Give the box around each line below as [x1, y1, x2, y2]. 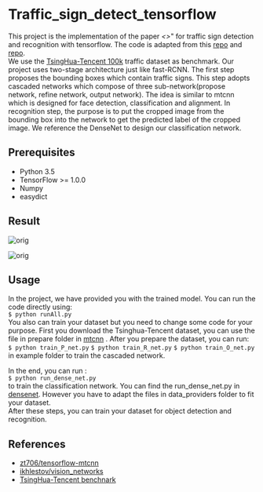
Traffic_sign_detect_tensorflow [8, 5, 217, 24]
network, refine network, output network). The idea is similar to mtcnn [8, 89, 235, 99]
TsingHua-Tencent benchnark [19, 475, 116, 484]
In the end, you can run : [8, 366, 88, 376]
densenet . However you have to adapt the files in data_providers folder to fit [8, 390, 254, 399]
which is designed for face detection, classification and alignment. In [8, 98, 231, 108]
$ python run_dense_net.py [8, 374, 97, 382]
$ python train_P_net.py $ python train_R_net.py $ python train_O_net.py [8, 344, 255, 352]
